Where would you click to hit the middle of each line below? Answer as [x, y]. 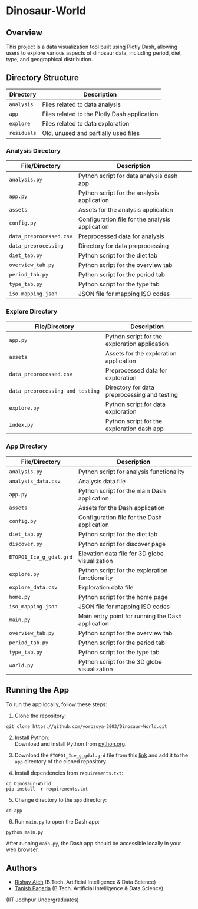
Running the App [38, 690]
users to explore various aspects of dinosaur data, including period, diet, [94, 53]
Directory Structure [43, 78]
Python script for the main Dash [122, 490]
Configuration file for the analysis [124, 219]
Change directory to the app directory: [61, 799]
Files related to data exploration [86, 123]
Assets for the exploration [141, 354]
